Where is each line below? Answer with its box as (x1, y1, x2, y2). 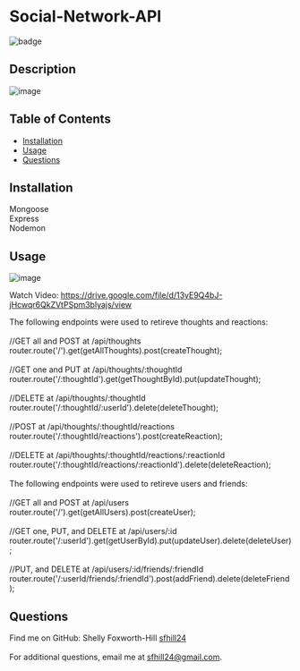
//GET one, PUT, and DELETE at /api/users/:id (9, 526, 177, 537)
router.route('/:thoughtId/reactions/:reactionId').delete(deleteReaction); (9, 459, 271, 471)
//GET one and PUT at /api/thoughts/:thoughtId (9, 364, 183, 375)
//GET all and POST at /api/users (9, 497, 130, 508)
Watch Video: (9, 290, 59, 301)
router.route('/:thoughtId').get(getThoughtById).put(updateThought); (9, 374, 261, 385)
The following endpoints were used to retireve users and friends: (9, 479, 248, 489)
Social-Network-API (9, 6, 162, 27)
